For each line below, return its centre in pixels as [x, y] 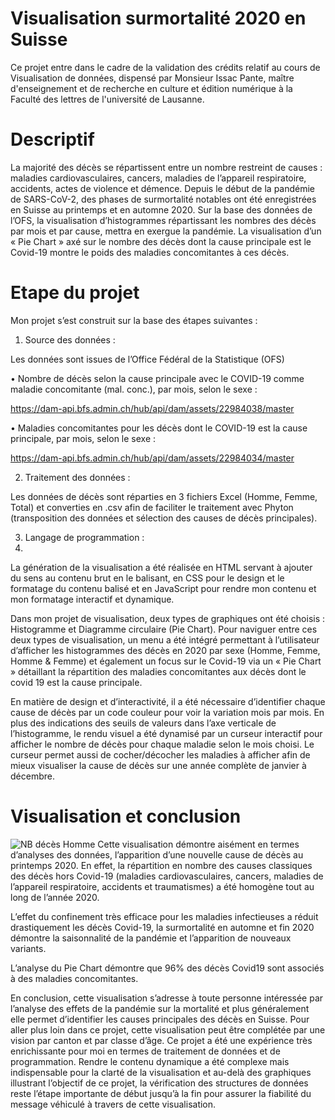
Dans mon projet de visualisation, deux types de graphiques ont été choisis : [168, 618]
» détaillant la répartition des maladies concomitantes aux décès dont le [158, 671]
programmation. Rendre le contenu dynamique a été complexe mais [150, 1061]
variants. [28, 948]
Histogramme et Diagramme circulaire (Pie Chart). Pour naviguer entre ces [164, 629]
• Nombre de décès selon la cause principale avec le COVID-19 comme [157, 378]
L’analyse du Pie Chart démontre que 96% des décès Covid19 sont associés [167, 968]
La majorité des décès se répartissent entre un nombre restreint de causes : [166, 167]
